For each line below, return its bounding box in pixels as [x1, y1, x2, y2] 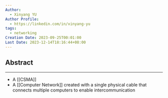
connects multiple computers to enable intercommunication [12, 87, 135, 93]
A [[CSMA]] [12, 76, 36, 82]
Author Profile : [5, 16, 39, 21]
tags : [5, 26, 16, 31]
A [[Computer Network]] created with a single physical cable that [12, 81, 147, 87]
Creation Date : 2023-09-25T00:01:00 [5, 35, 81, 40]
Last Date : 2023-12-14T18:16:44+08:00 [5, 40, 86, 45]
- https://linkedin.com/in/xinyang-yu [9, 21, 91, 26]
